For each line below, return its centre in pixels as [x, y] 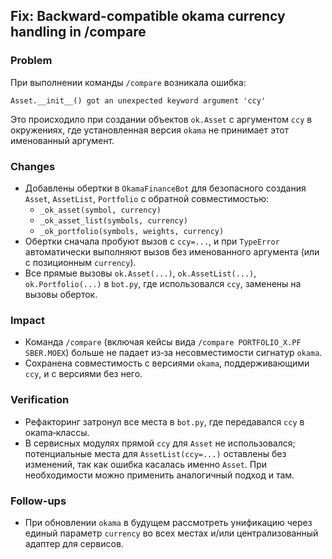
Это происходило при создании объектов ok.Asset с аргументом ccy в [161, 119]
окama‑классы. [57, 432]
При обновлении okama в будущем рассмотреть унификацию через [168, 522]
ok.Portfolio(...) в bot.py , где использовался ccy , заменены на [163, 283]
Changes [33, 166]
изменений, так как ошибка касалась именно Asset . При [146, 464]
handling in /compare [78, 32]
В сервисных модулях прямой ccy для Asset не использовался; [160, 443]
